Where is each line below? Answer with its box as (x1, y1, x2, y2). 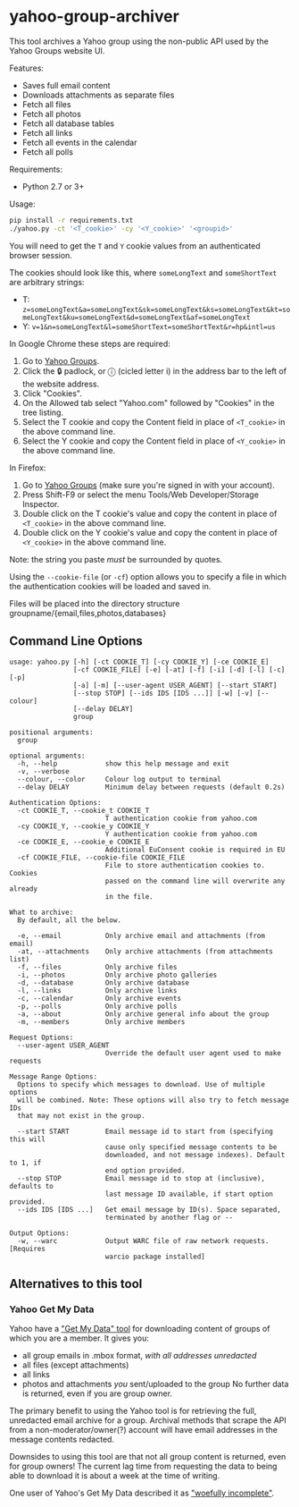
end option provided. (104, 1165, 186, 1175)
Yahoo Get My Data (9, 1303, 95, 1316)
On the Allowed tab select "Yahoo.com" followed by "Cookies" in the (21, 397, 275, 408)
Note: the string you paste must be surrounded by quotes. (9, 554, 223, 564)
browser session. (9, 250, 73, 260)
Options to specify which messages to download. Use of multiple (17, 1079, 266, 1088)
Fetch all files (21, 98, 71, 109)
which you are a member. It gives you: (9, 1333, 149, 1343)
